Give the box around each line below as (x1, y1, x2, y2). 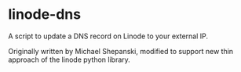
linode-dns (8, 5, 81, 23)
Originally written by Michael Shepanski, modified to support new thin (8, 46, 234, 56)
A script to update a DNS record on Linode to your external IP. (8, 31, 209, 41)
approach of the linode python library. (8, 55, 131, 64)
